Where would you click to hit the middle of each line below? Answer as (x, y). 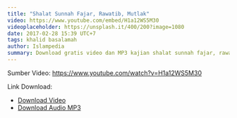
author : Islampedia (36, 46)
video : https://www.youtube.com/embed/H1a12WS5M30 (83, 20)
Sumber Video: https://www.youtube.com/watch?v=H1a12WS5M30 (105, 73)
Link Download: (30, 86)
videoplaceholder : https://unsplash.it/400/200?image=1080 (96, 27)
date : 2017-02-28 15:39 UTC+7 (52, 33)
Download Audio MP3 (49, 107)
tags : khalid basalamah (42, 40)
